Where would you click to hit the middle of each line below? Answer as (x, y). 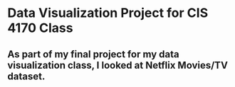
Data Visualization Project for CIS (108, 13)
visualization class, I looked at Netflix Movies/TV (117, 65)
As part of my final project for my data (93, 54)
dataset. (26, 76)
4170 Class (40, 28)
